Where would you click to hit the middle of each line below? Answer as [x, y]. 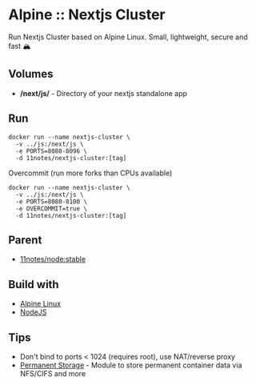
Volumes [31, 74]
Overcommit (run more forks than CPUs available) [90, 173]
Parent [25, 240]
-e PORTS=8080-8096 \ [52, 151]
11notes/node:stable [53, 259]
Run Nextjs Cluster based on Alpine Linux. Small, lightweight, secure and [128, 37]
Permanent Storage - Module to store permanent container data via [131, 365]
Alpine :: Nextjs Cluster [87, 15]
